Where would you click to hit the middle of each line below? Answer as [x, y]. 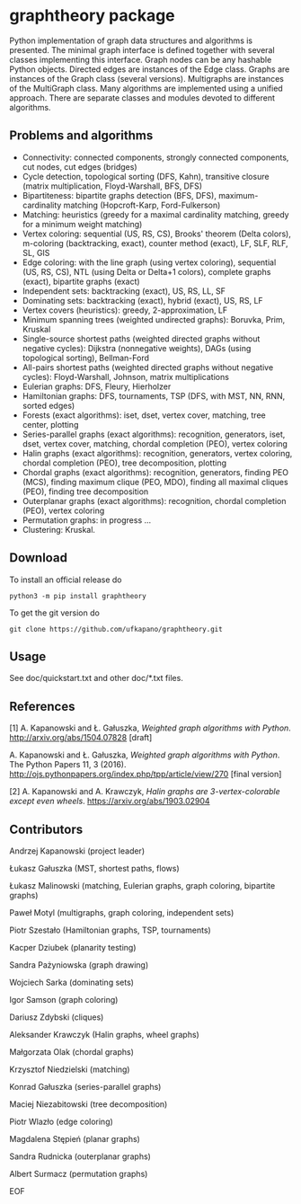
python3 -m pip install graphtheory [78, 596]
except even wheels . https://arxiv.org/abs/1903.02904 [110, 801]
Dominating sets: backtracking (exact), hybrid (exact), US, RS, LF [142, 300]
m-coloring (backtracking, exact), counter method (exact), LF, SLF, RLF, [155, 243]
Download [38, 558]
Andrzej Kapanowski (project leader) [77, 851]
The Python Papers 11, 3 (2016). [68, 765]
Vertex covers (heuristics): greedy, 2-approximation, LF [125, 310]
